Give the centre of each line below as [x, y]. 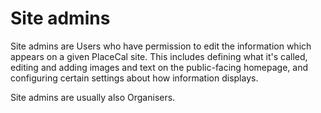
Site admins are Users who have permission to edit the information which [161, 46]
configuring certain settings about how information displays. [134, 78]
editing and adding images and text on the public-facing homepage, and [159, 67]
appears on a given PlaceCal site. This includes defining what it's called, [159, 56]
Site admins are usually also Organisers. [93, 97]
